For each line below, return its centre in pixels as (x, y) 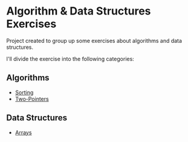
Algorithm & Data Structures (79, 11)
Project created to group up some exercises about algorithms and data (94, 40)
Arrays (23, 132)
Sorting (24, 92)
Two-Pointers (32, 98)
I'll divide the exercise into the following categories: (70, 59)
